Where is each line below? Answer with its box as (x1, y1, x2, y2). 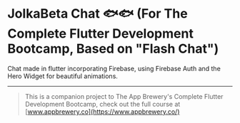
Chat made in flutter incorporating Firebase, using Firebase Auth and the (7, 64, 221, 73)
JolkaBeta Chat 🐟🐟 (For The (7, 6, 188, 22)
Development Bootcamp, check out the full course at (24, 100, 181, 108)
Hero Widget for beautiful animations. (7, 72, 118, 80)
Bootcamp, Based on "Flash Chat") (7, 41, 219, 57)
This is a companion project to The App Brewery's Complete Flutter (24, 92, 224, 100)
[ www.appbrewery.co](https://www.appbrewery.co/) (24, 107, 180, 116)
